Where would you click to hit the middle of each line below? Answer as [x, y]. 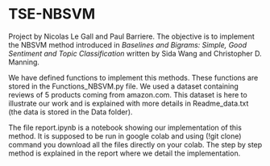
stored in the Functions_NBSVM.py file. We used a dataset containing [124, 86]
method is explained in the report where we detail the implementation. [125, 153]
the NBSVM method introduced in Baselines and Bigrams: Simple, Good [128, 44]
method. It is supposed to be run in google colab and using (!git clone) [125, 136]
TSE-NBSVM [52, 14]
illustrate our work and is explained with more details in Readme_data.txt [129, 103]
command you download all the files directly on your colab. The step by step [135, 144]
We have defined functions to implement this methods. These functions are [133, 77]
